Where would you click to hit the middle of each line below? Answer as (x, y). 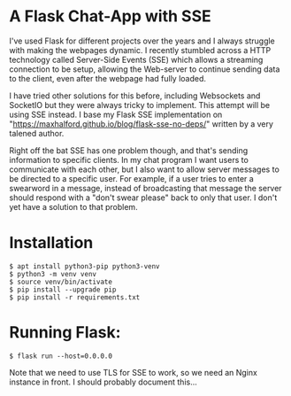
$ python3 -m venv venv (53, 274)
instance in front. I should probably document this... (103, 382)
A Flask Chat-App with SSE (110, 16)
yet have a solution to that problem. (74, 206)
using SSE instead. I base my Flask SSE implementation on (116, 114)
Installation (51, 243)
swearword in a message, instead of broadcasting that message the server (145, 188)
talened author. (37, 133)
